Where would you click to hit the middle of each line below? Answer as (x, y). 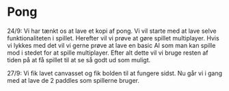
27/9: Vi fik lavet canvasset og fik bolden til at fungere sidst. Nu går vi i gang (115, 73)
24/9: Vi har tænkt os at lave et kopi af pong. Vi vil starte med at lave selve (112, 31)
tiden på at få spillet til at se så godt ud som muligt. (79, 60)
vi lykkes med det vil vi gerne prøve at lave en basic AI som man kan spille (111, 45)
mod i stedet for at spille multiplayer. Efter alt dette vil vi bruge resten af (108, 53)
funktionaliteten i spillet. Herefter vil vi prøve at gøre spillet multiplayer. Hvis (113, 38)
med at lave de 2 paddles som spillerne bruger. (73, 80)
